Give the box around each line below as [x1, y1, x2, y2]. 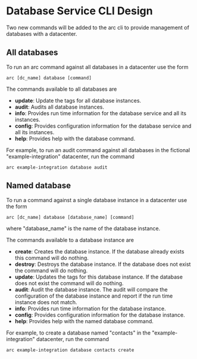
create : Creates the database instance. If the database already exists [14, 247, 185, 255]
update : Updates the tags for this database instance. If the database [14, 273, 183, 280]
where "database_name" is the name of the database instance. [6, 225, 161, 232]
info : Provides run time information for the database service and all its [14, 109, 186, 117]
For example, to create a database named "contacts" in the [6, 329, 151, 336]
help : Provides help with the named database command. [14, 317, 154, 324]
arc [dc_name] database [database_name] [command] [6, 214, 135, 220]
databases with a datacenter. [6, 30, 77, 37]
